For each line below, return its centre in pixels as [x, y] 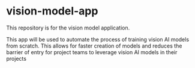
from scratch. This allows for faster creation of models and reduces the [94, 46]
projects [16, 58]
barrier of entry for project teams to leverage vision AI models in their [92, 52]
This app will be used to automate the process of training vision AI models [98, 39]
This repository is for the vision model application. [68, 28]
